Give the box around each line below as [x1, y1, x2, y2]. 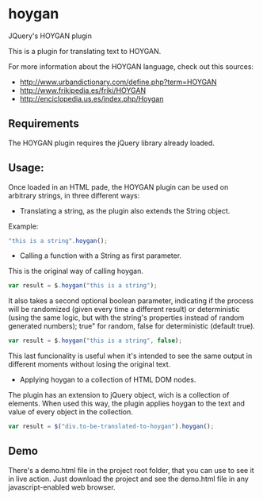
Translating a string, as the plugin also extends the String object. [19, 206, 231, 215]
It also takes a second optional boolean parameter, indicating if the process [8, 296, 254, 306]
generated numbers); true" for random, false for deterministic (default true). [8, 321, 256, 331]
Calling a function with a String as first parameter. [19, 251, 182, 260]
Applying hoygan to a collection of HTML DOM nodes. [19, 375, 196, 385]
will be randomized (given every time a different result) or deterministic [8, 305, 240, 314]
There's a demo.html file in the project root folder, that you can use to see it [8, 465, 255, 475]
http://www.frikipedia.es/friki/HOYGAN [19, 85, 147, 95]
